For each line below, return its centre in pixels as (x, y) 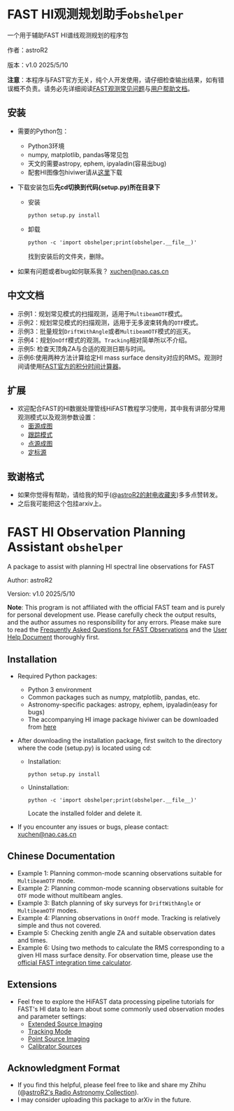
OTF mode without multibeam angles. (70, 895)
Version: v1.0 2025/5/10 (41, 594)
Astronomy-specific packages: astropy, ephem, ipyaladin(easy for (123, 704)
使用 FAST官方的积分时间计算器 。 (77, 366)
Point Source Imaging (59, 1039)
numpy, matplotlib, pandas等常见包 (78, 154)
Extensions (32, 984)
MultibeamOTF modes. (48, 910)
